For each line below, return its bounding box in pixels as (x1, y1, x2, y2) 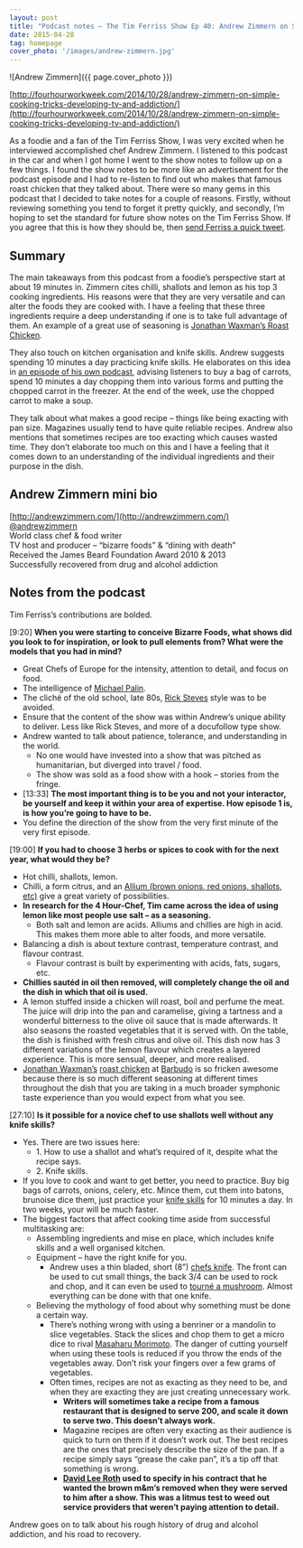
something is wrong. (62, 1463, 139, 1474)
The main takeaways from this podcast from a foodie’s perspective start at (9, 272, 286, 283)
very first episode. (22, 826, 91, 837)
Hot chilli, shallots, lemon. (22, 871, 118, 882)
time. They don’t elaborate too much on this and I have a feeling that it (9, 441, 270, 452)
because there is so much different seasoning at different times (22, 1073, 259, 1084)
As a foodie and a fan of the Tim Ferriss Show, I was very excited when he (9, 136, 285, 146)
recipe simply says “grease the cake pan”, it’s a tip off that (62, 1453, 278, 1464)
